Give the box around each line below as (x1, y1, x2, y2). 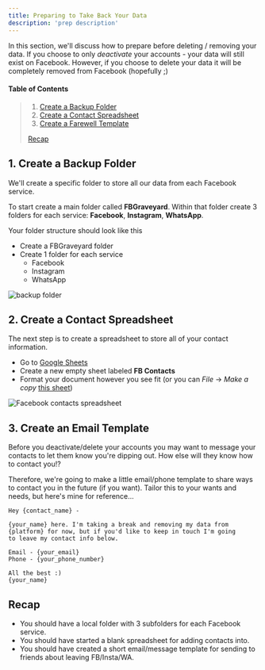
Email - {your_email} (8, 549, 80, 557)
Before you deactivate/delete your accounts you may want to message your (8, 442, 256, 452)
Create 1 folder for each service (19, 249, 124, 258)
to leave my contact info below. (8, 534, 119, 543)
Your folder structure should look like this (8, 225, 143, 235)
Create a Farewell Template (39, 118, 129, 128)
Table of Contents (8, 84, 69, 94)
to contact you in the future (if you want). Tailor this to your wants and (8, 483, 236, 492)
